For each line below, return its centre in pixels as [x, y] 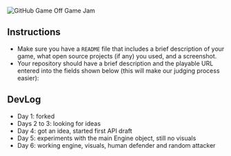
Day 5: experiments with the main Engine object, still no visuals [107, 138]
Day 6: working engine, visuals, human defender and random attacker [116, 145]
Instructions [34, 32]
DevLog [24, 100]
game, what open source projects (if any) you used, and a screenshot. [117, 56]
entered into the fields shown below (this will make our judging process [118, 70]
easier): [28, 78]
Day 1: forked [36, 116]
